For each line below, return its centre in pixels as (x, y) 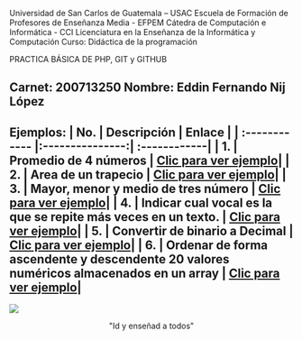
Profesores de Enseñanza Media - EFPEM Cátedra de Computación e (138, 23)
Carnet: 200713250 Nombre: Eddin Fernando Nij (147, 88)
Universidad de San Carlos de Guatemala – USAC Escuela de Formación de (149, 13)
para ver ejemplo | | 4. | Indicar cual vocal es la (141, 202)
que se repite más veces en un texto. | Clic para (145, 217)
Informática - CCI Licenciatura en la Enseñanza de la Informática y (133, 32)
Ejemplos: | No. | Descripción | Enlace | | (124, 132)
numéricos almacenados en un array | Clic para (145, 273)
